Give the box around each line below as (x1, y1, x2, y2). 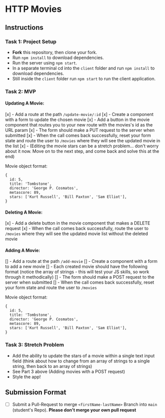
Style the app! (12, 373, 41, 380)
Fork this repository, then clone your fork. (12, 49, 97, 55)
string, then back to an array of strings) (12, 363, 92, 369)
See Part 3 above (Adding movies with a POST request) (12, 368, 125, 374)
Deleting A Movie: (5, 209, 43, 215)
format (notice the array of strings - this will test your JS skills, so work (5, 269, 150, 275)
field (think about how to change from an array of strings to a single (12, 358, 150, 364)
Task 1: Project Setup (5, 38, 57, 45)
